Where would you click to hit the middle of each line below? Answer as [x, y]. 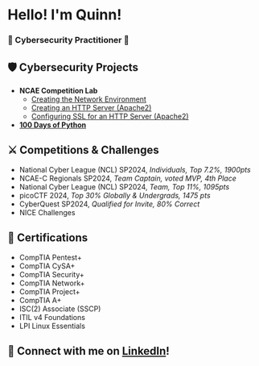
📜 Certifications [48, 238]
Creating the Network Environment [88, 99]
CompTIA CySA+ [47, 266]
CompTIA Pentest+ [50, 257]
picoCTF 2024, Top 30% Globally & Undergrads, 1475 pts [115, 195]
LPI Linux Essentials [52, 326]
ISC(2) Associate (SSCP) [60, 309]
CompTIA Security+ [52, 274]
